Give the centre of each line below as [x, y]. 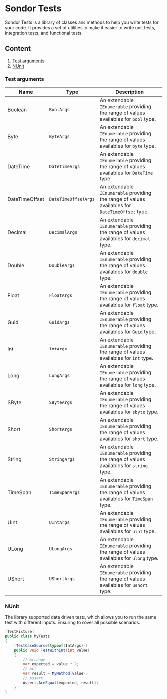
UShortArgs [62, 579]
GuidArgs [59, 322]
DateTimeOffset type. [124, 212]
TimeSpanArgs [64, 492]
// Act [30, 669]
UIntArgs [59, 522]
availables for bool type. [128, 119]
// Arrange [34, 659]
